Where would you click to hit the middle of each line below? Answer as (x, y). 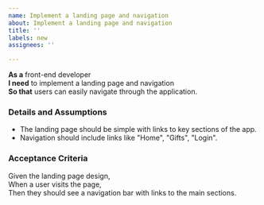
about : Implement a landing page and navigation (90, 23)
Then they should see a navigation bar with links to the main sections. (122, 192)
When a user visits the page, (55, 184)
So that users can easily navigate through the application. (103, 91)
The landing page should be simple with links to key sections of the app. (138, 130)
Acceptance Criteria (48, 158)
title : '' (25, 30)
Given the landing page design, (59, 176)
